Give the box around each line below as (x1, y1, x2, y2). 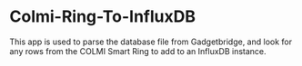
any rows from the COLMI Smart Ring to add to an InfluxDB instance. (9, 45, 267, 56)
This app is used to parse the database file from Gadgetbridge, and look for (9, 36, 293, 47)
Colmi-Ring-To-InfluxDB (9, 6, 196, 27)
